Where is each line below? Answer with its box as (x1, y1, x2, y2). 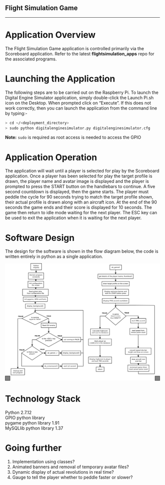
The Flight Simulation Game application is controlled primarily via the (5, 45, 144, 51)
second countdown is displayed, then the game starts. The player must (5, 189, 149, 195)
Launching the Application (5, 73, 115, 84)
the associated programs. (5, 56, 57, 62)
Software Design (5, 232, 75, 243)
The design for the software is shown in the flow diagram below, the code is (5, 248, 159, 255)
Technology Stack (5, 393, 81, 404)
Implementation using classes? (12, 458, 75, 464)
